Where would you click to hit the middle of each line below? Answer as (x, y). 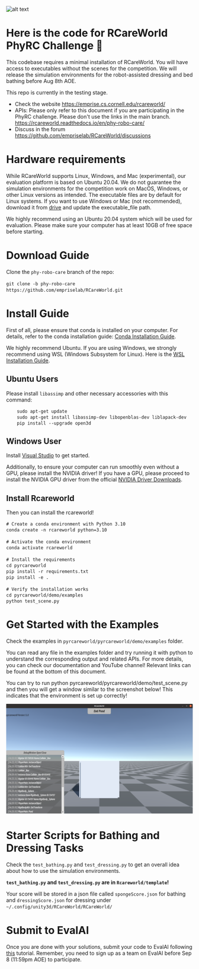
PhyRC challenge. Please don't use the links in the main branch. (92, 116)
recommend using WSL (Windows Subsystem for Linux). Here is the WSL (95, 354)
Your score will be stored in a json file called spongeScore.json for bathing (96, 894)
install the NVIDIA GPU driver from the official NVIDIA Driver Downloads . (94, 480)
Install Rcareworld (40, 498)
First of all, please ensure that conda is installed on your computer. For (92, 330)
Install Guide (38, 314)
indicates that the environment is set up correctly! (67, 696)
